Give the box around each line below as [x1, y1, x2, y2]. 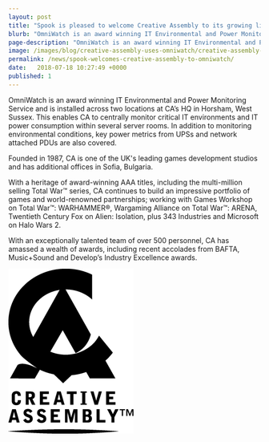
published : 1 [8, 72, 52, 80]
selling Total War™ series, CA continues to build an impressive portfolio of [8, 185, 251, 196]
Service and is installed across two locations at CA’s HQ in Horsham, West [8, 103, 252, 113]
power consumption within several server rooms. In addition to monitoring [8, 120, 252, 130]
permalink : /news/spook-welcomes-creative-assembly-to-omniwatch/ [8, 55, 235, 63]
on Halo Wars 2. [8, 220, 62, 229]
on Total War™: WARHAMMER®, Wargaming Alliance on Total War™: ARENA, [8, 203, 258, 213]
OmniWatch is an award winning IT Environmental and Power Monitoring [8, 95, 247, 104]
